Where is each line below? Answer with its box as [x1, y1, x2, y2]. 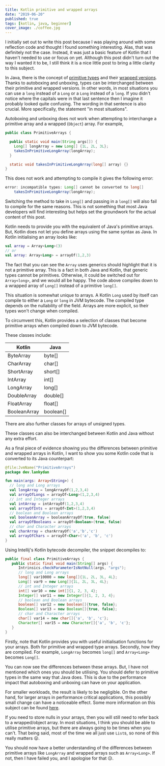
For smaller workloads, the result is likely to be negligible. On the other [5, 689, 148, 695]
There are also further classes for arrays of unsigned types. [5, 420, 126, 426]
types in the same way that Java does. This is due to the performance [5, 674, 146, 680]
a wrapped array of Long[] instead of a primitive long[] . [5, 283, 118, 288]
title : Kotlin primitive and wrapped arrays [5, 7, 98, 12]
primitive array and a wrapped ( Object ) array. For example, [5, 121, 124, 127]
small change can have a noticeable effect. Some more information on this [5, 700, 156, 705]
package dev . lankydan [5, 470, 50, 475]
